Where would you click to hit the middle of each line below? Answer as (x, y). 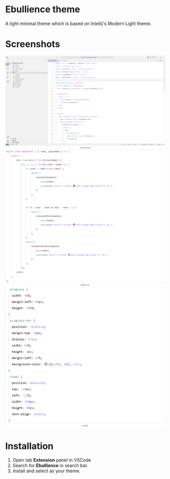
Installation (29, 446)
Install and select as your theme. (46, 471)
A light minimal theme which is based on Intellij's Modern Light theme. (78, 23)
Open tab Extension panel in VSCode (52, 460)
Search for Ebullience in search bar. (50, 466)
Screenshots (33, 44)
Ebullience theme (43, 9)
